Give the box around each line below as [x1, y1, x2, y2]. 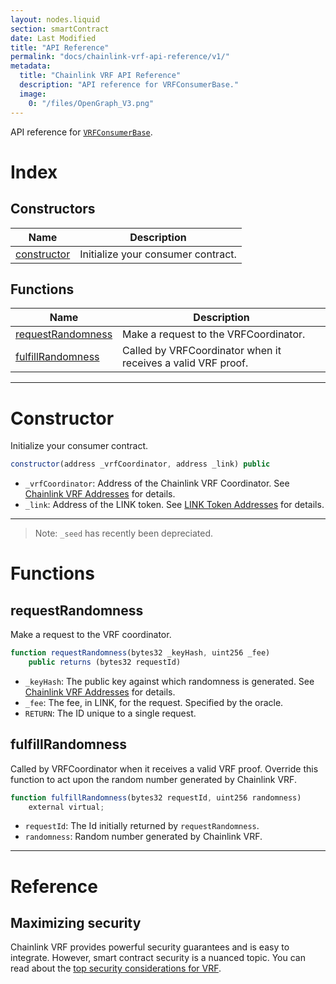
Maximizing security [10, 915, 142, 932]
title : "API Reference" [10, 42, 110, 53]
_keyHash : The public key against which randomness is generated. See [24, 675, 315, 687]
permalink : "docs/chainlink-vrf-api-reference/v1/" [10, 52, 230, 62]
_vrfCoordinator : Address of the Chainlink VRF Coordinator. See [24, 477, 290, 490]
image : [19, 89, 47, 99]
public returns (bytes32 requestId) [28, 657, 182, 667]
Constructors [10, 201, 96, 218]
